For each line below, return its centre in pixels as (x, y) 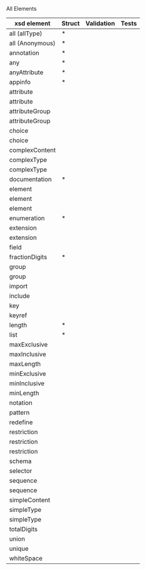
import (19, 286)
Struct (71, 23)
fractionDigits (28, 257)
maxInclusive (28, 354)
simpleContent (30, 500)
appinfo (20, 82)
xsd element (32, 23)
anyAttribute (26, 72)
